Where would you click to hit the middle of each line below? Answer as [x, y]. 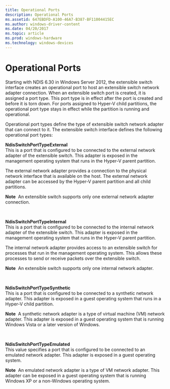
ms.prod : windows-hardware [34, 38]
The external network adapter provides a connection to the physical [76, 171]
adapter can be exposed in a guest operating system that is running [76, 375]
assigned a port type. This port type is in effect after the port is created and [84, 98]
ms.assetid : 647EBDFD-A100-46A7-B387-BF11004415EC [60, 19]
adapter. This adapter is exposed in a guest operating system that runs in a [83, 298]
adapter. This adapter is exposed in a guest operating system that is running [84, 319]
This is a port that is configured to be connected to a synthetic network [79, 293]
